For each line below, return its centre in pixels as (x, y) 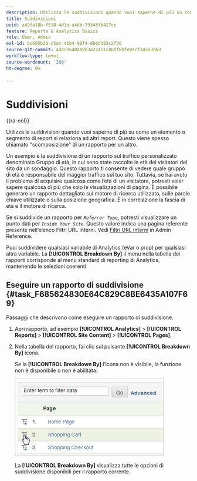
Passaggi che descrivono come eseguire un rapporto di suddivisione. (90, 317)
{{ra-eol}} (18, 121)
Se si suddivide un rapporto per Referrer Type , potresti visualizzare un (91, 217)
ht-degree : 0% (23, 68)
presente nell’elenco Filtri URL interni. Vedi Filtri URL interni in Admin (89, 230)
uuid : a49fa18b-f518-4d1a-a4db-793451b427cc (61, 25)
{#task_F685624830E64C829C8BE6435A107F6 (97, 294)
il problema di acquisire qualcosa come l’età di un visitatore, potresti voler (95, 181)
